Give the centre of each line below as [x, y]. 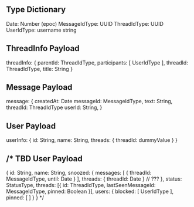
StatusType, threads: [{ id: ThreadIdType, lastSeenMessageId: [81, 185]
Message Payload [39, 87]
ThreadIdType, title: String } [40, 69]
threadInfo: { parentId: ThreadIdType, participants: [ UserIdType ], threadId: [97, 62]
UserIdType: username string [41, 30]
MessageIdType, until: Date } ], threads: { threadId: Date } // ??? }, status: [94, 179]
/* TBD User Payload [45, 159]
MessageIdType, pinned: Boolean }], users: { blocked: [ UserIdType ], [90, 191]
